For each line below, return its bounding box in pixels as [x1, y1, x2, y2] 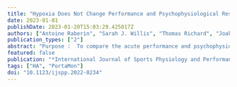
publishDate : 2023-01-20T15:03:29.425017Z [7, 23, 134, 30]
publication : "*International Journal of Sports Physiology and [7, 56, 200, 63]
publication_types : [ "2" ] [7, 36, 83, 43]
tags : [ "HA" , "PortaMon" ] [7, 62, 83, 69]
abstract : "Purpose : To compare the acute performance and [7, 43, 191, 50]
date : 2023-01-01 [7, 17, 59, 24]
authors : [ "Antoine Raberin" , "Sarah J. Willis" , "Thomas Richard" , [7, 29, 213, 37]
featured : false [7, 50, 55, 57]
